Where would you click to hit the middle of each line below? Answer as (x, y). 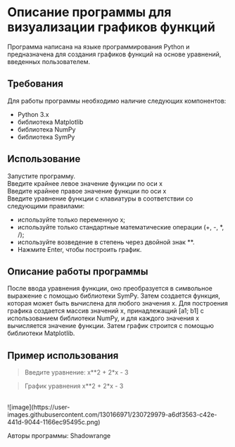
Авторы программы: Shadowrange (59, 436)
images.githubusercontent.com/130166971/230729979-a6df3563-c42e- (112, 415)
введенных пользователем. (49, 61)
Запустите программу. (42, 176)
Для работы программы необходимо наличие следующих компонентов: (117, 101)
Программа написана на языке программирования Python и (99, 46)
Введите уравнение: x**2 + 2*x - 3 (76, 372)
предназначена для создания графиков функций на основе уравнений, (114, 54)
